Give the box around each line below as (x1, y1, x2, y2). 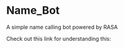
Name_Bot (6, 4, 60, 17)
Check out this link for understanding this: (6, 35, 111, 42)
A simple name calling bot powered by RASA (6, 23, 118, 31)
